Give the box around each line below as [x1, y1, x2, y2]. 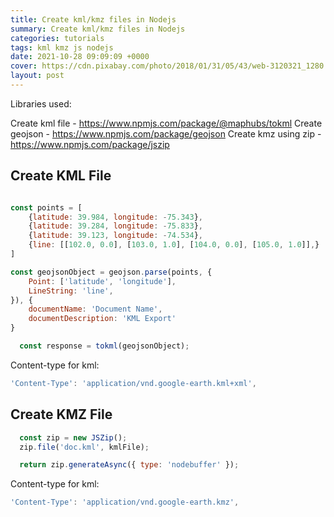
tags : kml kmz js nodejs [10, 42, 114, 53]
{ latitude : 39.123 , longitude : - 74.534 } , [28, 231, 203, 241]
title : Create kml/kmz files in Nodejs [10, 14, 177, 25]
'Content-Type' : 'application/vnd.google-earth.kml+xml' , [10, 378, 257, 388]
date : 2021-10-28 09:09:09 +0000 [10, 52, 150, 62]
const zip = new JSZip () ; [19, 432, 128, 443]
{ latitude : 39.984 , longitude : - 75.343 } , [28, 212, 203, 222]
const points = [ [10, 202, 83, 213]
